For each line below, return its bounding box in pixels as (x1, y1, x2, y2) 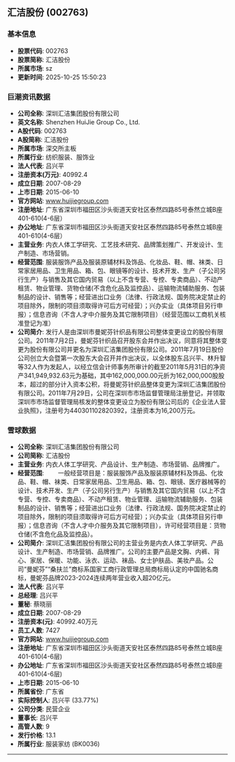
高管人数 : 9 (17, 722, 50, 731)
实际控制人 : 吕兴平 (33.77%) (17, 696, 99, 705)
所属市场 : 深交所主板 (17, 144, 77, 152)
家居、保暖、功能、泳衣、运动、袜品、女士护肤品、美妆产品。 (29, 556, 208, 565)
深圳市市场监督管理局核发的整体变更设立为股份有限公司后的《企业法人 (17, 397, 220, 405)
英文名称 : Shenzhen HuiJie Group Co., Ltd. (17, 117, 141, 126)
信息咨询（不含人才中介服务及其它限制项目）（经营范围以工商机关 (32, 310, 220, 318)
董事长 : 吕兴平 (17, 714, 58, 722)
